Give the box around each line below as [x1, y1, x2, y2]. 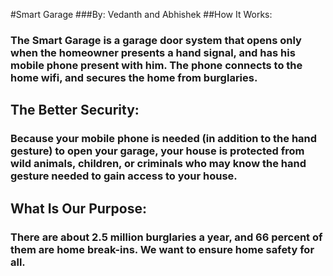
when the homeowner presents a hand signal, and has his [10, 45, 296, 59]
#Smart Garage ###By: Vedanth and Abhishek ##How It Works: [10, 9, 273, 20]
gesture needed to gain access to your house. [10, 169, 238, 183]
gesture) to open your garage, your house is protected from [10, 144, 305, 158]
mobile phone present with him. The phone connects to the [10, 58, 303, 72]
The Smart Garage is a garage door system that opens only [10, 33, 302, 47]
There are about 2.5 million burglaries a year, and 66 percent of [10, 230, 323, 244]
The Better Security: [10, 102, 140, 119]
